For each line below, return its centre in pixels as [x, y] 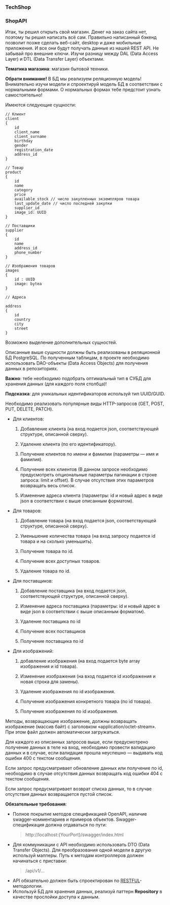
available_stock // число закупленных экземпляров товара [77, 199]
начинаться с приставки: [40, 861]
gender [21, 146]
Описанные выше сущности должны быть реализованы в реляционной [83, 353]
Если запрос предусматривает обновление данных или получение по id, [84, 768]
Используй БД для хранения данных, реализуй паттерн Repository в [87, 892]
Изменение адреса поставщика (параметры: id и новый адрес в [90, 606]
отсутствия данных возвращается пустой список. [59, 794]
